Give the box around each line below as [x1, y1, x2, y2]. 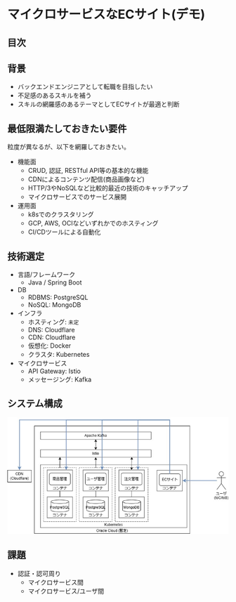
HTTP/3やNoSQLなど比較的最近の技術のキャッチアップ [27, 184, 188, 192]
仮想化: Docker [27, 341, 72, 350]
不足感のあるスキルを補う [17, 91, 92, 100]
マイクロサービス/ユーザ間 [27, 587, 105, 595]
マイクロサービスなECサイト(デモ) [7, 6, 206, 22]
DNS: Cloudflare [27, 326, 75, 334]
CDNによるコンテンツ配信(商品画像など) [27, 175, 145, 183]
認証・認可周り [17, 569, 61, 577]
